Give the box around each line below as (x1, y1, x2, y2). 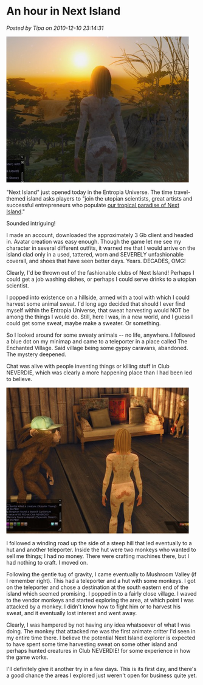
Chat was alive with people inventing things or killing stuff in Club (6, 362, 170, 370)
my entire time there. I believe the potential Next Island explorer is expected (6, 634, 196, 641)
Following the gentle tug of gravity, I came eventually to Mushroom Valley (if (6, 570, 197, 578)
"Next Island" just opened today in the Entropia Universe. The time (6, 188, 173, 196)
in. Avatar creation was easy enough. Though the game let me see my (6, 238, 182, 245)
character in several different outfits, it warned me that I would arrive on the (6, 244, 196, 252)
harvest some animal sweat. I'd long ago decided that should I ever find (6, 300, 185, 308)
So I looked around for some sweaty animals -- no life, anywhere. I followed (6, 331, 196, 339)
